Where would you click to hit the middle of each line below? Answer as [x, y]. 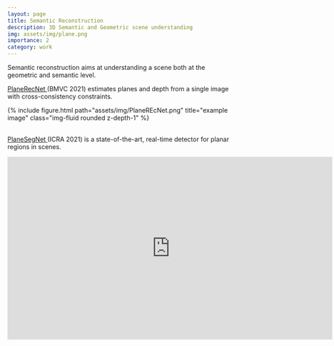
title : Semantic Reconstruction [55, 21]
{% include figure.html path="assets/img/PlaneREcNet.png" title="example [118, 110]
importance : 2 [29, 41]
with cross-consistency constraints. [60, 96]
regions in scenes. [35, 147]
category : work [30, 47]
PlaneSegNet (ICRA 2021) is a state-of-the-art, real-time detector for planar [118, 139]
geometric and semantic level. [52, 75]
